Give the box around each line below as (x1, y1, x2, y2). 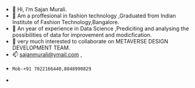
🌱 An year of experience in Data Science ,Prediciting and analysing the (12, 25, 190, 32)
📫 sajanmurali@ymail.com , (12, 51, 83, 58)
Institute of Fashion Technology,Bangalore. (12, 19, 120, 25)
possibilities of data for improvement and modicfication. (12, 31, 152, 39)
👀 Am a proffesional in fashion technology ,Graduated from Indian (12, 12, 176, 19)
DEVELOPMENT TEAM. (12, 44, 70, 51)
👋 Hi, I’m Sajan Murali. (12, 6, 67, 13)
